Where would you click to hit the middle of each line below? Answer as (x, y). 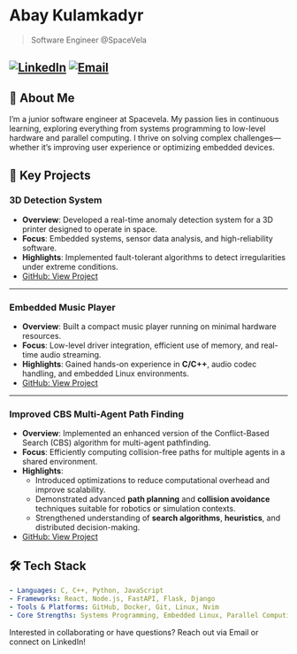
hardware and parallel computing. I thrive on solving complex (121, 138)
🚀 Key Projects (50, 175)
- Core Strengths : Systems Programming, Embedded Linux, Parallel (134, 615)
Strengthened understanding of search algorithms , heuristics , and (158, 518)
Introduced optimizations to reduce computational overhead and (152, 481)
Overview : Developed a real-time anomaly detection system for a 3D (148, 219)
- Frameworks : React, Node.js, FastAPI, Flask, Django (112, 599)
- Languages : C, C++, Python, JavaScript (87, 591)
